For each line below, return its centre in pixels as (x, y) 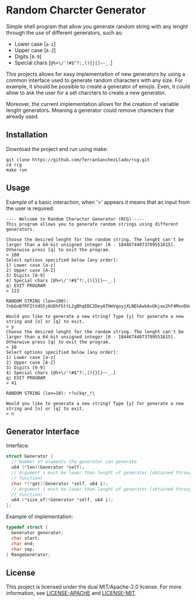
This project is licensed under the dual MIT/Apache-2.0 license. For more (94, 587)
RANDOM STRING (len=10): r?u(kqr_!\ (50, 393)
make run (17, 170)
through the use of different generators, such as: (65, 32)
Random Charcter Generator (76, 10)
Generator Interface (43, 431)
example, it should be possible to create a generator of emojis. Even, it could (98, 86)
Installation (27, 135)
